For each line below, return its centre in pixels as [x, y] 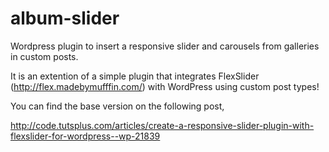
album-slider [65, 18]
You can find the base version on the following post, [117, 106]
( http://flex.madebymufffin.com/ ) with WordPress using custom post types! [165, 86]
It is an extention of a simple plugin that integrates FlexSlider [135, 76]
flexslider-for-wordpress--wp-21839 [85, 136]
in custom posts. [44, 56]
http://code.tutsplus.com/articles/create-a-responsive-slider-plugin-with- [162, 125]
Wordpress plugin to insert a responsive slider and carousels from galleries [165, 46]
